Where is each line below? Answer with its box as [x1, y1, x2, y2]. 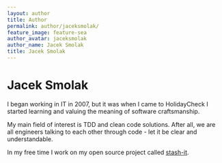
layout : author [7, 10, 51, 17]
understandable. [7, 134, 53, 143]
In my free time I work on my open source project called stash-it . [7, 148, 189, 156]
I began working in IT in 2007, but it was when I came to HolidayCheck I [7, 100, 208, 108]
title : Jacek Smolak [7, 48, 66, 55]
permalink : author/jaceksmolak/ [7, 23, 99, 29]
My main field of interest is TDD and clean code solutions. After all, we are [7, 120, 216, 128]
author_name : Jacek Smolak [7, 42, 84, 48]
